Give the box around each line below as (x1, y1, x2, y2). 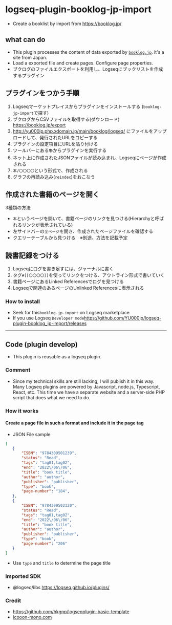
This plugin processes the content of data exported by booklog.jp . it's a (12, 49, 165, 55)
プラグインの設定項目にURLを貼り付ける (12, 141, 98, 147)
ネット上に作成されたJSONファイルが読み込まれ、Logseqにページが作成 (12, 155, 166, 161)
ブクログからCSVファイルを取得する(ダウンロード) (12, 116, 120, 122)
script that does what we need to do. (12, 394, 91, 400)
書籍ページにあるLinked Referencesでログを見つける (12, 278, 124, 285)
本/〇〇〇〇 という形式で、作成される (12, 167, 88, 174)
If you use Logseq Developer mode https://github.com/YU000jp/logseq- (12, 315, 162, 321)
